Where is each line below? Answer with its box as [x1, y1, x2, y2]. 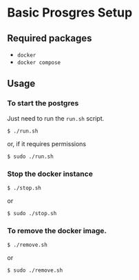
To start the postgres [7, 99, 79, 108]
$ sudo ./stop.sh [7, 210, 57, 217]
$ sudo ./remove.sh [7, 267, 63, 274]
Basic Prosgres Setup [7, 5, 133, 21]
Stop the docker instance [7, 169, 93, 179]
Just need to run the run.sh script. [7, 114, 105, 122]
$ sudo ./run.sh [7, 153, 54, 160]
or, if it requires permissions [7, 139, 87, 148]
